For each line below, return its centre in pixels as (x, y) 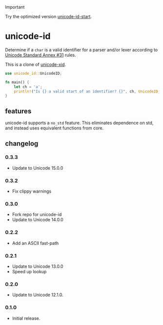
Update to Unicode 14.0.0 (38, 220)
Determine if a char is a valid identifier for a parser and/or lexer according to (81, 50)
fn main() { (17, 82)
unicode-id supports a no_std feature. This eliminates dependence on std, (79, 123)
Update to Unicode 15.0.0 (38, 168)
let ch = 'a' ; (28, 87)
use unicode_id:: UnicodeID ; (34, 73)
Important (15, 7)
